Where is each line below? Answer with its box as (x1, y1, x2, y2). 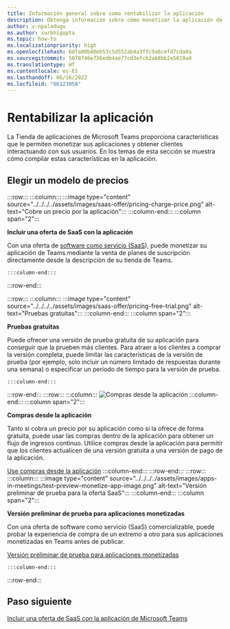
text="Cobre (7, 208, 43, 215)
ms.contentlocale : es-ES (7, 67, 78, 74)
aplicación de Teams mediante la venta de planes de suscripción (7, 249, 190, 256)
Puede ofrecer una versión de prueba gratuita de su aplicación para (7, 336, 199, 344)
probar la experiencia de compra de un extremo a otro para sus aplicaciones (7, 530, 224, 538)
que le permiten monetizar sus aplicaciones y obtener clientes (7, 140, 183, 148)
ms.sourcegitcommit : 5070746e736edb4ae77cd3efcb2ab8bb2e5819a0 (7, 55, 192, 62)
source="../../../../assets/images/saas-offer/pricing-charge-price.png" (7, 200, 204, 208)
